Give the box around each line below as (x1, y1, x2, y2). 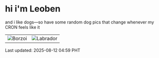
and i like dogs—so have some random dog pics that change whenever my (5, 19, 154, 25)
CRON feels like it (5, 24, 40, 30)
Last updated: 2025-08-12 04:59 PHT (5, 47, 81, 53)
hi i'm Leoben (5, 3, 61, 14)
